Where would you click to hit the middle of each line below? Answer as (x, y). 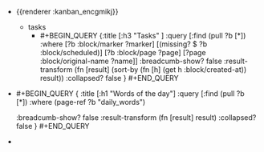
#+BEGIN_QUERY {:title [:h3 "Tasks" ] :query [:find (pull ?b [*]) (143, 36)
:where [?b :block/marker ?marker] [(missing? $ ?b (123, 44)
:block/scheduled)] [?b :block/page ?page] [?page (123, 52)
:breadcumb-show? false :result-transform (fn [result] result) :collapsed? (136, 118)
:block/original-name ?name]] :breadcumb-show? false (131, 61)
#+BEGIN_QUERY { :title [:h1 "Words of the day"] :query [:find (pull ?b (130, 94)
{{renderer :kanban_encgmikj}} (67, 12)
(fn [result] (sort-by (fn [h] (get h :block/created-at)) (160, 70)
